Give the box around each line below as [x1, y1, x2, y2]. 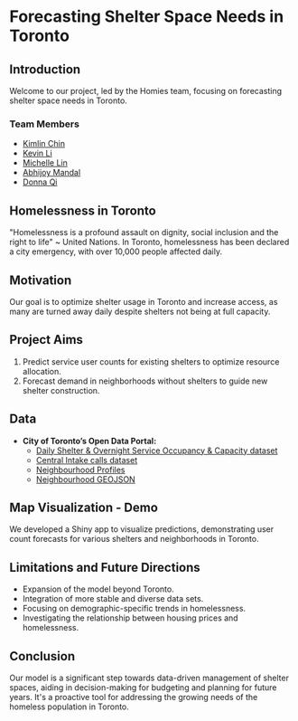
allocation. [22, 365, 61, 376]
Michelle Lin [22, 157, 68, 168]
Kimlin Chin [22, 138, 66, 149]
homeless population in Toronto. [9, 701, 129, 712]
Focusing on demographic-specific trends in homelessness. [22, 603, 247, 614]
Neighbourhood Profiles [35, 464, 126, 475]
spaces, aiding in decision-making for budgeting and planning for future [9, 681, 277, 693]
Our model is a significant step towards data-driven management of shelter [9, 672, 289, 683]
